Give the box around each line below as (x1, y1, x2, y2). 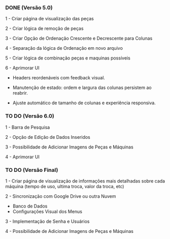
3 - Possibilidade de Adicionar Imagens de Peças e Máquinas (5, 144, 133, 150)
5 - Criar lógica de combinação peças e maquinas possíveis (5, 55, 130, 61)
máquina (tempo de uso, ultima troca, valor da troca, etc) (5, 183, 124, 189)
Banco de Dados (12, 203, 48, 209)
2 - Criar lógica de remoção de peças (5, 25, 84, 32)
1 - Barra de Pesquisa (5, 124, 50, 130)
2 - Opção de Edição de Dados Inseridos (5, 134, 90, 140)
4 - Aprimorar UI (5, 154, 40, 160)
